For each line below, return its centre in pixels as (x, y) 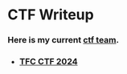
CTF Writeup (51, 15)
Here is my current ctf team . (63, 40)
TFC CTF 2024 (48, 62)
